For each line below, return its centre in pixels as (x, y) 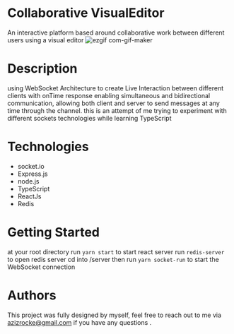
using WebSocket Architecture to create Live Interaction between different (116, 88)
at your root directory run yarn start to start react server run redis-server (116, 251)
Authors (32, 295)
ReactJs (29, 196)
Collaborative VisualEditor (86, 13)
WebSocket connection (41, 267)
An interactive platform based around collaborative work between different (116, 32)
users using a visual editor (46, 40)
